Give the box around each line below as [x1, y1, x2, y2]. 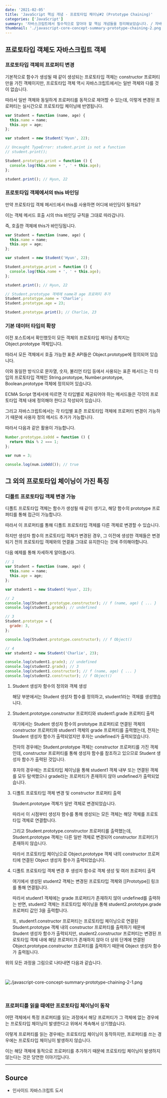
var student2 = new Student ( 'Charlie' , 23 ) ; [5, 650, 99, 655]
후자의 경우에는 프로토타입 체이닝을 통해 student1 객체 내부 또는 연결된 [12, 767, 149, 773]
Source [5, 1074, 28, 1082]
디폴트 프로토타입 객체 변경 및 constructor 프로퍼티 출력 [12, 790, 121, 796]
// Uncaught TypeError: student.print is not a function [5, 145, 126, 150]
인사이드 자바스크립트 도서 [12, 1088, 64, 1094]
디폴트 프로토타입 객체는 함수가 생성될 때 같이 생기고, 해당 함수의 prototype [5, 505, 151, 511]
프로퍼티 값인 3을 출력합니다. [12, 907, 69, 913]
